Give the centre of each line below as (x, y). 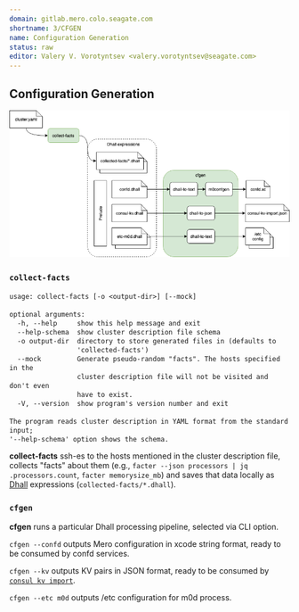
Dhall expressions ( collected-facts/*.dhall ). (93, 484)
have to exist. (105, 395)
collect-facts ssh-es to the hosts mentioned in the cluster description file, (145, 456)
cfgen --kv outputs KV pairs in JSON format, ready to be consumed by (139, 571)
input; (21, 431)
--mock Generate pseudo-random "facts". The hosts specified (149, 360)
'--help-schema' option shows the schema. (89, 440)
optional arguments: (48, 315)
